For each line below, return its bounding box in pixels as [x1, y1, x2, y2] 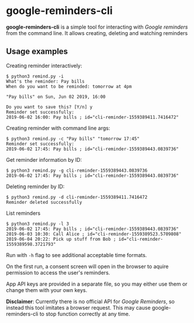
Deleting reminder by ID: [6, 183, 65, 190]
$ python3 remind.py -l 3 [6, 221, 69, 227]
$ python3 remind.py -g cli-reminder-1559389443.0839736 [6, 168, 148, 173]
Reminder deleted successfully [6, 199, 82, 205]
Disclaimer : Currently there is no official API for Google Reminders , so [6, 298, 175, 305]
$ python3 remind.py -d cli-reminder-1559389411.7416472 [6, 194, 148, 200]
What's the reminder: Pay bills [6, 78, 85, 84]
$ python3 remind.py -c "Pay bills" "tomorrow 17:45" [6, 136, 140, 141]
